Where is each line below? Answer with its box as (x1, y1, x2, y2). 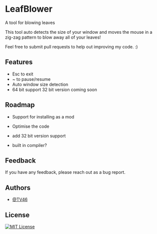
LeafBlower (5, 3, 53, 15)
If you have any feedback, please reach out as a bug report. (5, 169, 126, 175)
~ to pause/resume (12, 76, 51, 82)
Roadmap (5, 101, 35, 109)
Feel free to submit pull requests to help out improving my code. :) (5, 44, 138, 49)
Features (5, 58, 33, 67)
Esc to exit (12, 71, 33, 77)
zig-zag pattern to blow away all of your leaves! (5, 34, 101, 40)
